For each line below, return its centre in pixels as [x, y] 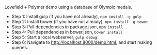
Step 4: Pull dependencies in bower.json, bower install [67, 32]
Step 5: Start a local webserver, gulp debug [54, 37]
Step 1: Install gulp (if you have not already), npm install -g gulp [76, 16]
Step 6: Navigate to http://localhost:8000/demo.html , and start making [82, 42]
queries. [20, 47]
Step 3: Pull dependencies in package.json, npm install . [70, 27]
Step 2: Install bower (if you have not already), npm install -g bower [80, 22]
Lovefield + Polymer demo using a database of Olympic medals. [69, 7]
